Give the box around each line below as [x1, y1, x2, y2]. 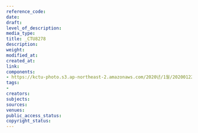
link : [6, 63, 19, 69]
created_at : [6, 58, 35, 64]
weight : [6, 47, 25, 53]
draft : [6, 19, 22, 25]
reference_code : [6, 8, 46, 15]
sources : [6, 101, 28, 108]
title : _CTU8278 [6, 36, 46, 42]
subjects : [6, 96, 31, 102]
